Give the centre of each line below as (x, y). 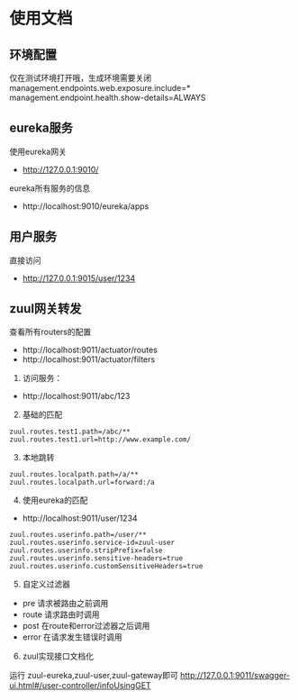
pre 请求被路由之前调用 (65, 604)
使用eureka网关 (38, 151)
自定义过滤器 (46, 584)
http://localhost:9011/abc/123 (76, 396)
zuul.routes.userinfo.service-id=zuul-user (92, 543)
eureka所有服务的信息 (50, 188)
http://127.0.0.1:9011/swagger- (235, 676)
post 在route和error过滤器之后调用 (86, 626)
